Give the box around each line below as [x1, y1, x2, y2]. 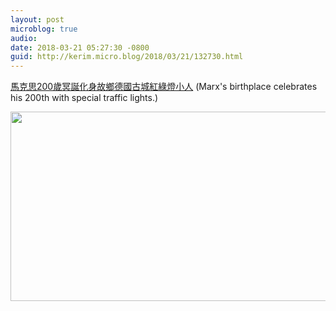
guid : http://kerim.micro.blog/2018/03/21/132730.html [10, 52, 244, 62]
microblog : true [10, 24, 78, 34]
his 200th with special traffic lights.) [10, 92, 159, 104]
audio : [10, 33, 38, 43]
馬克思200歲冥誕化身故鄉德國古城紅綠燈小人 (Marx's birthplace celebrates [10, 81, 318, 93]
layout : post [10, 14, 65, 25]
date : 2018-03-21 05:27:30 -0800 [10, 42, 150, 53]
